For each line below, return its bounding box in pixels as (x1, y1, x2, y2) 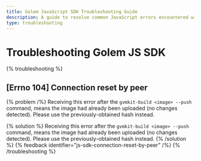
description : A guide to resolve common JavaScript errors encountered (6, 14, 188, 20)
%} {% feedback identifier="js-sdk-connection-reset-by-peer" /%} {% (6, 141, 181, 149)
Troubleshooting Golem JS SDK (6, 45, 166, 59)
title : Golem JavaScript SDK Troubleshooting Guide (6, 8, 138, 15)
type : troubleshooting (6, 20, 63, 26)
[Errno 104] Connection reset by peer (6, 82, 148, 92)
